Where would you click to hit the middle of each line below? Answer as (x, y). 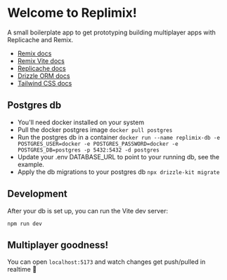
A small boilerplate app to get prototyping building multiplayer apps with (112, 32)
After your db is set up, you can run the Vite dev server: (88, 211)
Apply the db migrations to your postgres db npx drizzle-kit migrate (118, 172)
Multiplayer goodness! (58, 245)
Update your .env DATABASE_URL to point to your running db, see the (118, 156)
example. (31, 164)
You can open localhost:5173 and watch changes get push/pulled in (106, 262)
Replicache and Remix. (40, 39)
